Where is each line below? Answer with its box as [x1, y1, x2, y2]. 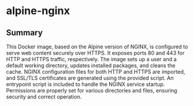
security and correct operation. [6, 93, 82, 100]
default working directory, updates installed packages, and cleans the [6, 62, 176, 69]
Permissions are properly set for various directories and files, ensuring [6, 87, 177, 94]
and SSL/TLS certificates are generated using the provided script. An [6, 75, 174, 81]
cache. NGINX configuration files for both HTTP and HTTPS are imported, [6, 68, 186, 75]
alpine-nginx [6, 4, 70, 18]
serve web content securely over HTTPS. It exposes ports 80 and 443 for [6, 49, 185, 57]
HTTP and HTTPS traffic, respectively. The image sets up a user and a [6, 56, 177, 62]
